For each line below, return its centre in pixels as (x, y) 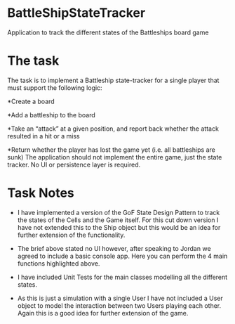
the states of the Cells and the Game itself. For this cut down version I (118, 220)
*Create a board (31, 101)
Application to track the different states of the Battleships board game (108, 32)
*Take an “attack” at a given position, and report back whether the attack (113, 129)
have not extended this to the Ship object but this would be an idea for (119, 227)
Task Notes (41, 193)
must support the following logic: (55, 88)
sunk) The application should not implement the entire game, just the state (115, 157)
